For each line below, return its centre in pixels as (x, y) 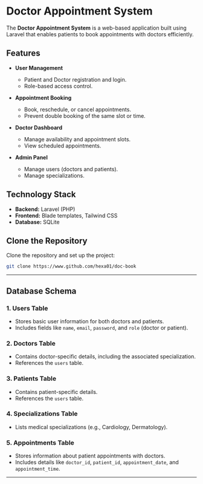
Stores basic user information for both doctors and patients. (89, 321)
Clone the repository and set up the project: (61, 256)
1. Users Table (27, 308)
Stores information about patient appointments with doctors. (90, 456)
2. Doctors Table (31, 343)
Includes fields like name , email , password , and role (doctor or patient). (101, 328)
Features (23, 53)
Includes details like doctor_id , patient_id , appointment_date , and (97, 462)
